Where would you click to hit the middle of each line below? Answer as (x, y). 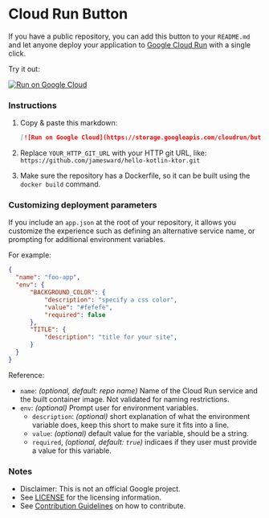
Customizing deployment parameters (83, 205)
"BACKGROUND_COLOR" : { (67, 293)
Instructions (33, 105)
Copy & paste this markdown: (69, 123)
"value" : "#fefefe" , (78, 307)
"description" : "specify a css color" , (111, 300)
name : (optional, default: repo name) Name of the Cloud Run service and (139, 390)
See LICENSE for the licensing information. (91, 497)
